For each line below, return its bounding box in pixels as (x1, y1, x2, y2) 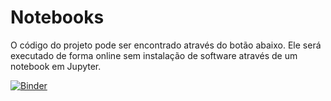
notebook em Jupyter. (10, 60, 102, 72)
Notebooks (10, 6, 105, 29)
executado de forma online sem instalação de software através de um (10, 49, 298, 61)
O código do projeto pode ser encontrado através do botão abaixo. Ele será (10, 39, 322, 51)
